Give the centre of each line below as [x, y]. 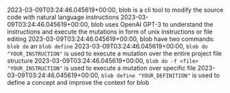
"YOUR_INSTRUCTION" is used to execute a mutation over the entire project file [114, 53]
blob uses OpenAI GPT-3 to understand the [152, 24]
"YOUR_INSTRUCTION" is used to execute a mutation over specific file [102, 68]
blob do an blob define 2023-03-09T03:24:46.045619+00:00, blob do [107, 46]
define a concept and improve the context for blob [78, 82]
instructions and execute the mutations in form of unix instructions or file [110, 31]
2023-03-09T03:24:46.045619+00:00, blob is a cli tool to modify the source [115, 10]
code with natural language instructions [63, 17]
